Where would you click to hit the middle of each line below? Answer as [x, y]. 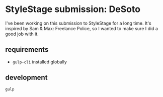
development [26, 78]
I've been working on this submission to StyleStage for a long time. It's [78, 23]
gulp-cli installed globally [39, 62]
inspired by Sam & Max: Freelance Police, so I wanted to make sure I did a [82, 28]
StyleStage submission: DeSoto [73, 9]
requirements [27, 50]
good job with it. [22, 34]
